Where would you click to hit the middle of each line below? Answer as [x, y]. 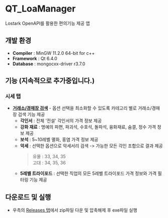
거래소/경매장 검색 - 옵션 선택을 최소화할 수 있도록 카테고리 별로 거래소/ [82, 108]
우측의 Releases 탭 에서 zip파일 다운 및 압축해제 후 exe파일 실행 [75, 210]
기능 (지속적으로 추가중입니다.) [50, 81]
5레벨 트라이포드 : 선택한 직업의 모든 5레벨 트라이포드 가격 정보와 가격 [88, 173]
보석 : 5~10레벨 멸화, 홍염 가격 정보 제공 [59, 140]
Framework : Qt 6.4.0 [35, 58]
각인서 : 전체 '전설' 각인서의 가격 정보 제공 [61, 121]
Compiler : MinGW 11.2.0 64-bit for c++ [54, 53]
